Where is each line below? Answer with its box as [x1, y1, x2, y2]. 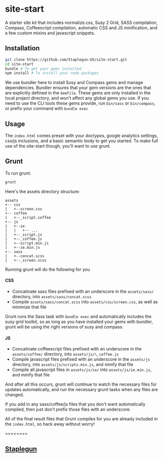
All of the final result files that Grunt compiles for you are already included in [5, 416, 158, 422]
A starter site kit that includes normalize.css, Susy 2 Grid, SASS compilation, [5, 20, 158, 25]
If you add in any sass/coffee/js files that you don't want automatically [5, 401, 146, 407]
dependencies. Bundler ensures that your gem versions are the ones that [5, 85, 152, 91]
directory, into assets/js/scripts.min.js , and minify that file [12, 362, 134, 368]
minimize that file [12, 304, 47, 310]
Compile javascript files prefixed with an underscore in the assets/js [12, 356, 150, 362]
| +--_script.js [5, 232, 42, 237]
